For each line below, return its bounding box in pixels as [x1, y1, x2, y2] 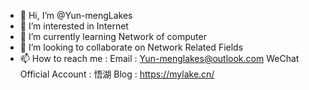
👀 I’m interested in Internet [19, 20, 129, 32]
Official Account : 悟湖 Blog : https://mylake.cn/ [19, 68, 215, 80]
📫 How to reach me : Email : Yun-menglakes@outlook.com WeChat [19, 53, 300, 64]
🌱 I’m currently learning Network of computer [19, 31, 207, 42]
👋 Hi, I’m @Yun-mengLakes [19, 10, 133, 21]
